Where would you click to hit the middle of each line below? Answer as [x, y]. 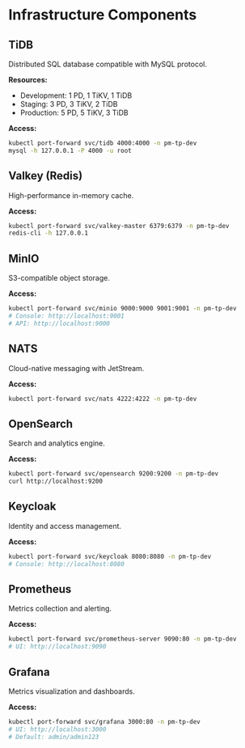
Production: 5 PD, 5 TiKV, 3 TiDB [74, 112]
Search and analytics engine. [57, 443]
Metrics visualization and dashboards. [72, 691]
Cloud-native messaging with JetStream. [76, 368]
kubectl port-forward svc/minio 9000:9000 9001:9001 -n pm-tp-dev [122, 309]
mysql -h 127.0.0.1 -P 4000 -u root [70, 150]
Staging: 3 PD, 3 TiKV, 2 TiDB [69, 104]
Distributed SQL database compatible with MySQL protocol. [108, 64]
